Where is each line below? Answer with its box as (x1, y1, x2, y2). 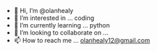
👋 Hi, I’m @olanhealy (13, 7, 74, 14)
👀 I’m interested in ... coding (13, 14, 95, 22)
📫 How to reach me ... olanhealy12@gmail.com (13, 37, 150, 44)
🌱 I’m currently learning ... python (13, 21, 110, 29)
